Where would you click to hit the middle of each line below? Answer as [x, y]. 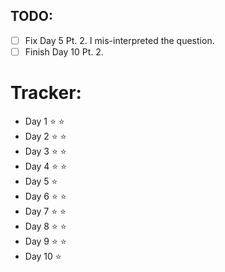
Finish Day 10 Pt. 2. [64, 51]
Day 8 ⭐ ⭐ [45, 226]
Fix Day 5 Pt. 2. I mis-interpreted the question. [119, 40]
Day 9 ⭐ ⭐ [45, 241]
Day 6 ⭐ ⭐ [45, 196]
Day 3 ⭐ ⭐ [45, 151]
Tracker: [46, 93]
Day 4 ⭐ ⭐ [45, 166]
